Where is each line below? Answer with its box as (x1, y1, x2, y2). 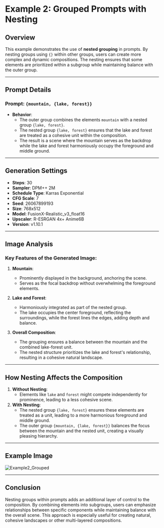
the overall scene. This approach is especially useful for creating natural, (5, 512, 151, 518)
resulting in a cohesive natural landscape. (19, 354, 103, 360)
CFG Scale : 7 (12, 195, 39, 201)
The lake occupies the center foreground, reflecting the (19, 309, 131, 316)
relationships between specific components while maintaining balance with (5, 507, 156, 513)
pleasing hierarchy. (19, 433, 58, 439)
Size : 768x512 (12, 205, 41, 211)
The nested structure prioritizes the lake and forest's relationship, (19, 350, 151, 355)
